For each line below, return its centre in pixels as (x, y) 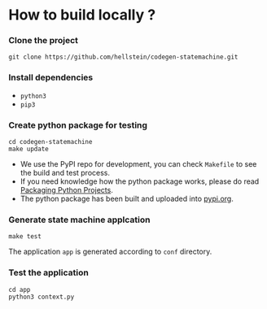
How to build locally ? (82, 15)
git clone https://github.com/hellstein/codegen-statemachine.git (123, 57)
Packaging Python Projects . (67, 190)
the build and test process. (65, 173)
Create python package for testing (78, 125)
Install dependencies (51, 77)
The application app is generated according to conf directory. (110, 252)
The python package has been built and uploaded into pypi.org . (127, 199)
